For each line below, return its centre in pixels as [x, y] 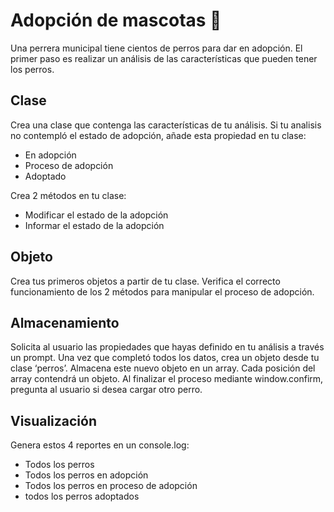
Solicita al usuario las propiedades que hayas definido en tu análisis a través [167, 347]
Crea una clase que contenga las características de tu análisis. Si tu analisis [166, 125]
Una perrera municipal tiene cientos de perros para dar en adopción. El [156, 48]
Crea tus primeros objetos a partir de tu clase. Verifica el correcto [145, 281]
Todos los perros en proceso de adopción [111, 486]
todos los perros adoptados [82, 496]
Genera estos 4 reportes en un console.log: [100, 445]
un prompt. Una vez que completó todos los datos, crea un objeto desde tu [165, 358]
